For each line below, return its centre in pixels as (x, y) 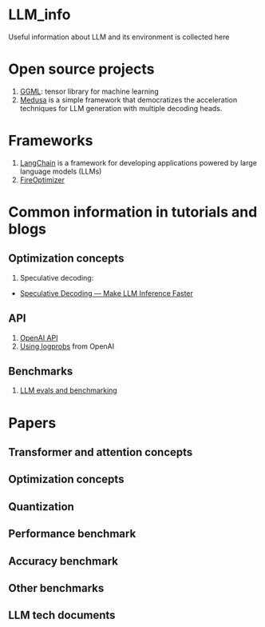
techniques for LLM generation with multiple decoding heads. (121, 108)
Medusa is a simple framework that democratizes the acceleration (129, 100)
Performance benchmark (72, 534)
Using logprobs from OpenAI (67, 346)
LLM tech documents (62, 615)
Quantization (41, 507)
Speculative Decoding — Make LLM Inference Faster (107, 293)
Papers (32, 423)
